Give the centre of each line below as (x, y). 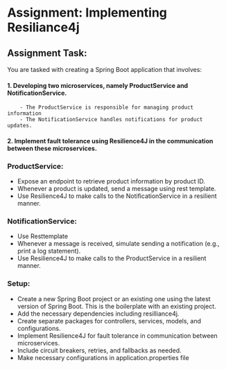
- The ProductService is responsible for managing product (107, 108)
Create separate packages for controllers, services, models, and (109, 321)
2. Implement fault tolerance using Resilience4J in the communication (110, 141)
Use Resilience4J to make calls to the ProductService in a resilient (112, 258)
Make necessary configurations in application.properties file (103, 357)
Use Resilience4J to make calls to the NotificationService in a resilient (117, 196)
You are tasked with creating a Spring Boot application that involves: (105, 70)
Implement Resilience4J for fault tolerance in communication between (118, 335)
